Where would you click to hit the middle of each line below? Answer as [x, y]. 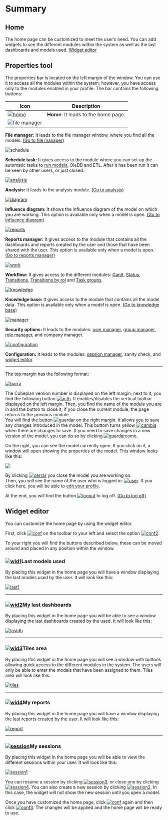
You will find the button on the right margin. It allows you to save [82, 420]
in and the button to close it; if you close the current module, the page [77, 409]
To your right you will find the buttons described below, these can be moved [83, 543]
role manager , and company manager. [44, 335]
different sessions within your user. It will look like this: [61, 762]
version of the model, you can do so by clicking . [71, 436]
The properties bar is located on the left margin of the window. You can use [83, 78]
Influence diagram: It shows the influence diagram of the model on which [81, 209]
